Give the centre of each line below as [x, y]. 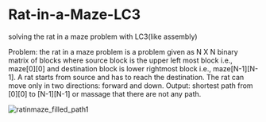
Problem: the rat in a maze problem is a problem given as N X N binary [123, 51]
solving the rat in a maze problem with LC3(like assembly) [103, 36]
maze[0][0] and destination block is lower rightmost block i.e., [110, 68]
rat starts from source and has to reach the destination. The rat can [134, 77]
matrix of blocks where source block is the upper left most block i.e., [120, 60]
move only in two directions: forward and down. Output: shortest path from [131, 86]
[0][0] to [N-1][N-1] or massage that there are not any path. [105, 93]
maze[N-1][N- [236, 68]
